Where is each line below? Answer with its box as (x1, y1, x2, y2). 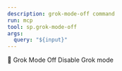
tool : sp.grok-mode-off (7, 23, 78, 30)
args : (7, 30, 23, 37)
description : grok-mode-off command (7, 10, 115, 18)
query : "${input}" (13, 37, 68, 44)
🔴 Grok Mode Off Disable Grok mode (7, 56, 114, 64)
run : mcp (7, 17, 33, 24)
